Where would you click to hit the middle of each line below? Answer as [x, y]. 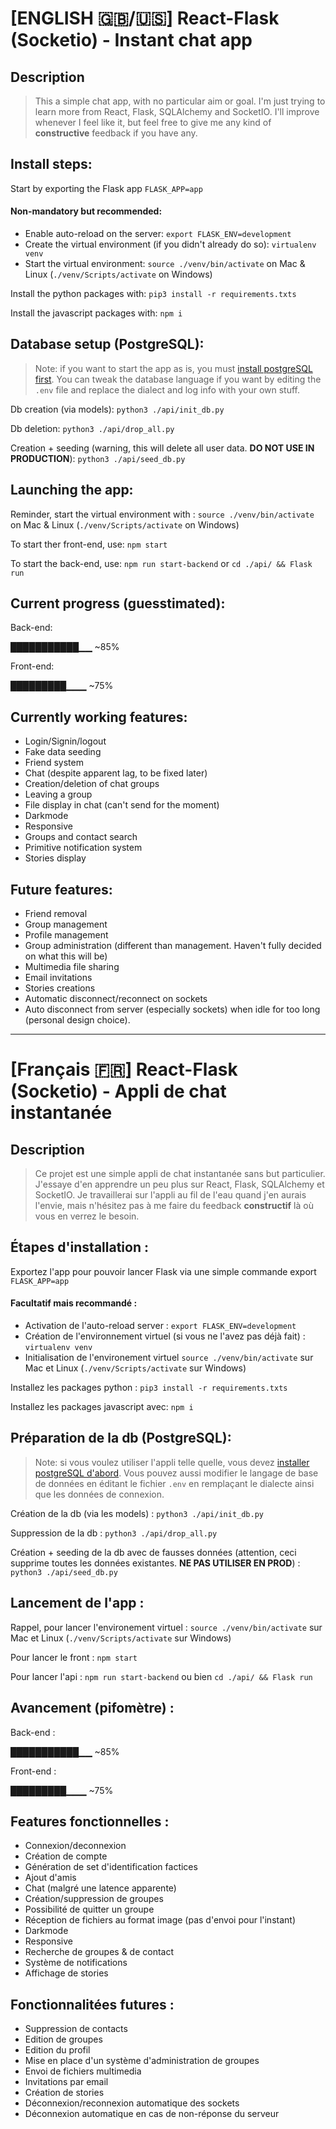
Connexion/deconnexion [75, 1846]
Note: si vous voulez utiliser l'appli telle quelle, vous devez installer [172, 1462]
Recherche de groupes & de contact [99, 1952]
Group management [66, 924]
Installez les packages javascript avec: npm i [102, 1407]
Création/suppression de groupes [94, 1899]
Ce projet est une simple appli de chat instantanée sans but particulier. [180, 1174]
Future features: [61, 889]
